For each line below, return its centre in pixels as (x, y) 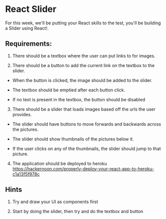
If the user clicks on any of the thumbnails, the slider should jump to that (86, 148)
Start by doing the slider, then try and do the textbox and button (78, 211)
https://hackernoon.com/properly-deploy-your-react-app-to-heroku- (83, 169)
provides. (22, 114)
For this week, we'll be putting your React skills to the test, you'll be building (83, 23)
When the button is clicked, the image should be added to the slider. (83, 80)
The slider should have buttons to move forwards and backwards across (86, 124)
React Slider (31, 9)
